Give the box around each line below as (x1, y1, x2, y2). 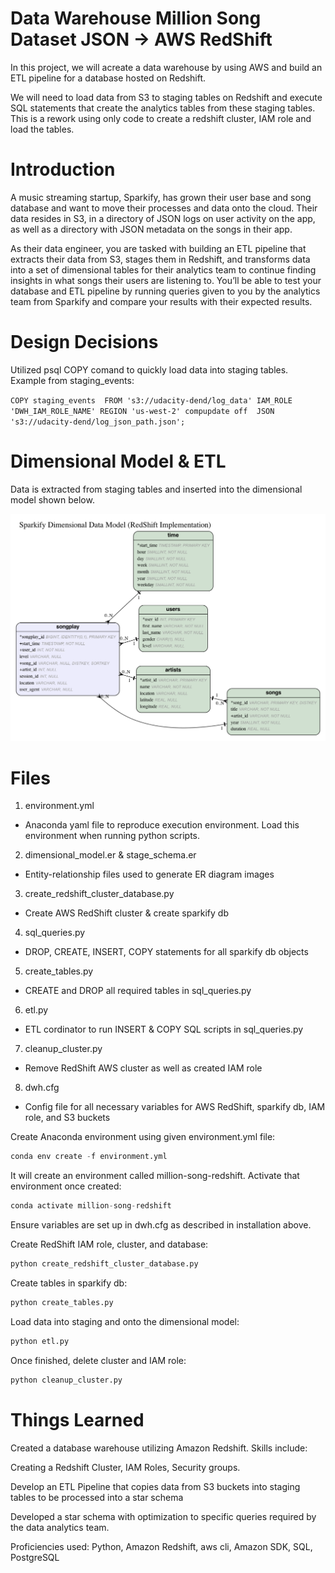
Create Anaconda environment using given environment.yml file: (10, 1131, 276, 1143)
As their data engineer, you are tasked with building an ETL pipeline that (10, 242, 307, 254)
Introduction (10, 158, 116, 181)
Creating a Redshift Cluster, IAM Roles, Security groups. (10, 1461, 241, 1473)
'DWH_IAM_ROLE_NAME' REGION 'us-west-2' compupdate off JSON (10, 406, 275, 416)
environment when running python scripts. (24, 830, 201, 842)
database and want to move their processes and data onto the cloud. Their (10, 202, 318, 214)
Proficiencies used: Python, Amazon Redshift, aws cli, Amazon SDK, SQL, (10, 1540, 313, 1552)
